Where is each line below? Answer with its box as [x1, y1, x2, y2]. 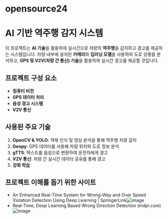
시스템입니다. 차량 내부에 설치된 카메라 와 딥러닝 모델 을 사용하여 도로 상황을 [10, 51, 156, 58]
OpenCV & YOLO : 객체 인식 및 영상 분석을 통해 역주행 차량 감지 [12, 137, 137, 143]
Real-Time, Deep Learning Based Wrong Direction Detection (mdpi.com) [12, 202, 161, 208]
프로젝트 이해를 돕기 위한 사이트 [5, 178, 96, 187]
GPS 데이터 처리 [12, 94, 44, 100]
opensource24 [5, 3, 68, 15]
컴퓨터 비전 [12, 88, 34, 94]
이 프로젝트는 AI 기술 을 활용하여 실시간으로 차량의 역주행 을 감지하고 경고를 [5, 45, 150, 51]
